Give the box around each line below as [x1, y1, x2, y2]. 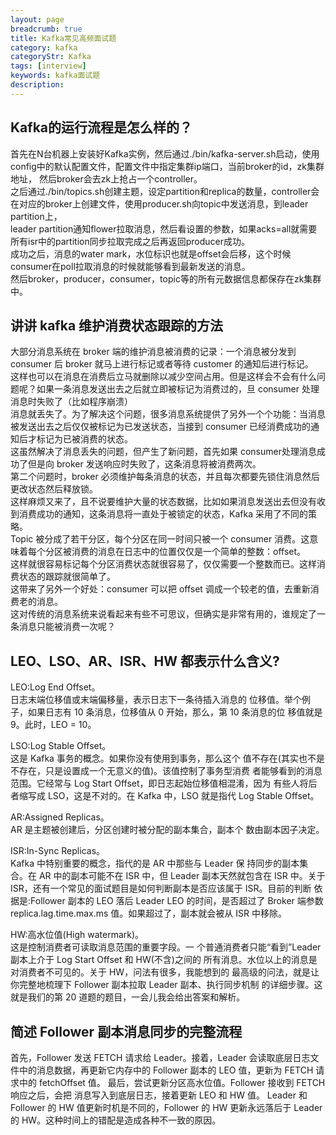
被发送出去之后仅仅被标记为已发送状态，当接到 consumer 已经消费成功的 [10, 421, 311, 433]
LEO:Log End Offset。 [10, 681, 101, 693]
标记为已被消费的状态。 [36, 433, 133, 445]
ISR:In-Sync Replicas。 [10, 845, 106, 857]
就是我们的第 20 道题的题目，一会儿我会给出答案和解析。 [10, 991, 246, 1003]
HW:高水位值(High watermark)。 [10, 929, 145, 941]
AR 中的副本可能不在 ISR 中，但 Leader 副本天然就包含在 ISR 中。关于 [38, 870, 326, 882]
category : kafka [10, 42, 78, 53]
